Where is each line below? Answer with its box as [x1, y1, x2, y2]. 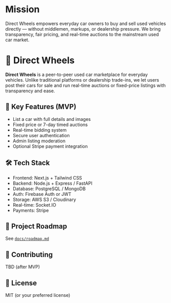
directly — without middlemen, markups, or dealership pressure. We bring [5, 26, 161, 32]
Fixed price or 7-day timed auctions [12, 121, 88, 128]
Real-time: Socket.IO [12, 201, 56, 208]
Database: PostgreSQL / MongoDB [12, 185, 86, 192]
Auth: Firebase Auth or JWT [12, 191, 71, 197]
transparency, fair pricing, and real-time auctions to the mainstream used [5, 31, 159, 37]
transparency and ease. [5, 88, 55, 94]
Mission [5, 4, 40, 15]
